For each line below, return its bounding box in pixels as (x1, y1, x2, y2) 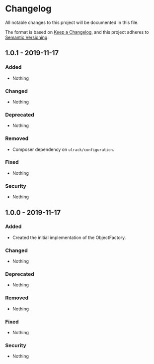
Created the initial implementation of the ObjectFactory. (12, 235, 126, 241)
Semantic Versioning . (5, 34, 49, 40)
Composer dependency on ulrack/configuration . (12, 146, 114, 152)
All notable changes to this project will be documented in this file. (5, 19, 139, 25)
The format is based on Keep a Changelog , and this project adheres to (5, 29, 149, 35)
